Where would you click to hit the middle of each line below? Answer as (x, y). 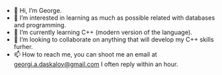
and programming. (40, 25)
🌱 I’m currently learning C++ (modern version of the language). (103, 32)
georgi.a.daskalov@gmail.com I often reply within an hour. (96, 64)
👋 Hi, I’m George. (37, 11)
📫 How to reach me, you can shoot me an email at (85, 54)
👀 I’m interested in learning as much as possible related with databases (114, 18)
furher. (23, 47)
